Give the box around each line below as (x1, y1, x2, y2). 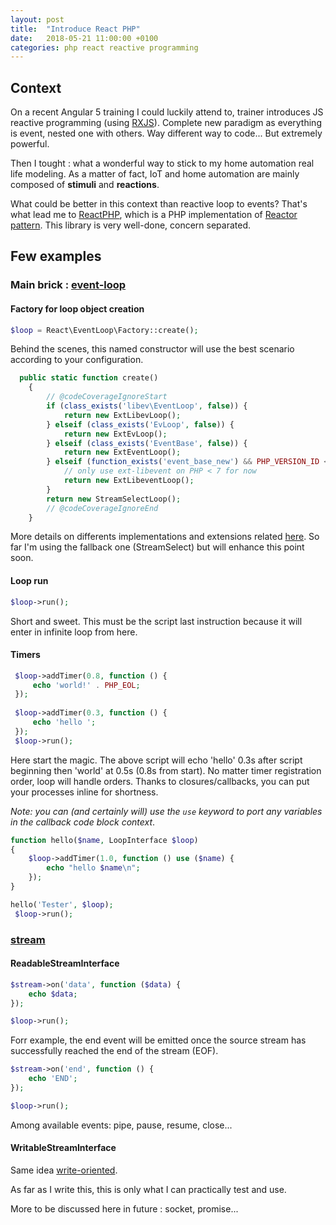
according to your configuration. (10, 354, 144, 366)
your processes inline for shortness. (10, 786, 159, 798)
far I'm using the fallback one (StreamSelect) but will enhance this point (10, 541, 305, 553)
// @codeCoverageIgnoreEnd (46, 503, 159, 513)
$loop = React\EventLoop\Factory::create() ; (10, 325, 199, 335)
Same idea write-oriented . (10, 1164, 118, 1176)
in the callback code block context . (10, 816, 156, 828)
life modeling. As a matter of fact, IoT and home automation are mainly (10, 168, 300, 180)
